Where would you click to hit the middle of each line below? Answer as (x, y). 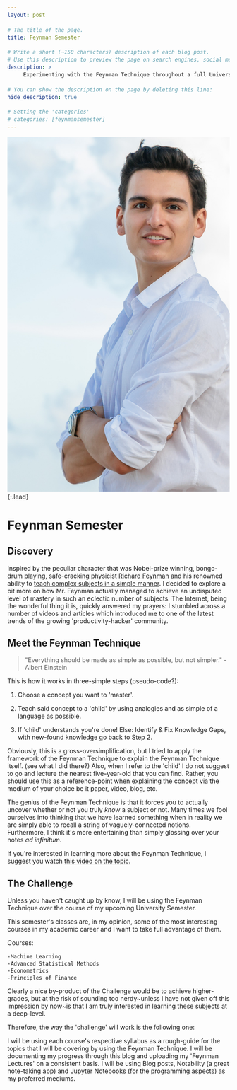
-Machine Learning (34, 957)
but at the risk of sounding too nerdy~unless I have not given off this (130, 999)
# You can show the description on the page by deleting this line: (110, 89)
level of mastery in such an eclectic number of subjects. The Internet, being (117, 598)
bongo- (207, 568)
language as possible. (49, 716)
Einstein (56, 668)
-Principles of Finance (42, 978)
